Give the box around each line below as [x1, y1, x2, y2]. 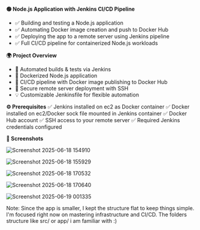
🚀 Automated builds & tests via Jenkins [14, 66, 111, 72]
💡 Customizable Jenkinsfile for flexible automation [14, 91, 140, 98]
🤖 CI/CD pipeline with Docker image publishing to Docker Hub [14, 78, 168, 86]
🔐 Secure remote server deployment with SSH [14, 85, 129, 92]
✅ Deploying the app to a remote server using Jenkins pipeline [14, 33, 169, 40]
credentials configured [6, 123, 62, 131]
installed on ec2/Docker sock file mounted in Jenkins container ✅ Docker [6, 110, 187, 117]
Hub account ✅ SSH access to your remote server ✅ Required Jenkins [6, 117, 180, 123]
